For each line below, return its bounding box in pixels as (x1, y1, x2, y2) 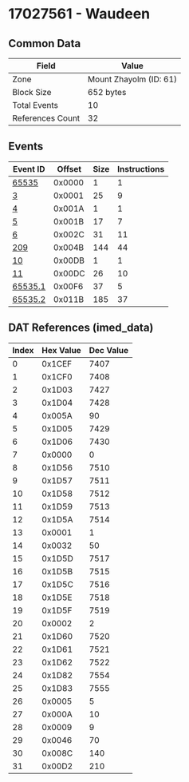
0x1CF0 (41, 371, 73, 382)
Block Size (12, 87, 52, 97)
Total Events (12, 100, 58, 110)
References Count (12, 113, 81, 124)
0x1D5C (41, 578, 74, 589)
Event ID (12, 163, 45, 174)
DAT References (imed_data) (8, 321, 154, 335)
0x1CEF (41, 358, 73, 369)
